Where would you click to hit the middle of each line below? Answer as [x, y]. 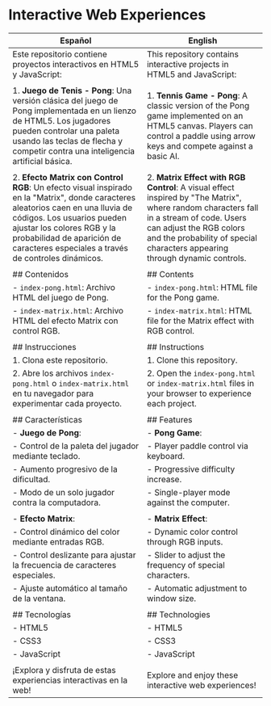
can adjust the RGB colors [196, 228]
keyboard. [166, 456]
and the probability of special [202, 237]
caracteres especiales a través [71, 248]
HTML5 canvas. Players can [200, 125]
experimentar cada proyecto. [67, 403]
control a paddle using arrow [201, 136]
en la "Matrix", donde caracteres [74, 197]
